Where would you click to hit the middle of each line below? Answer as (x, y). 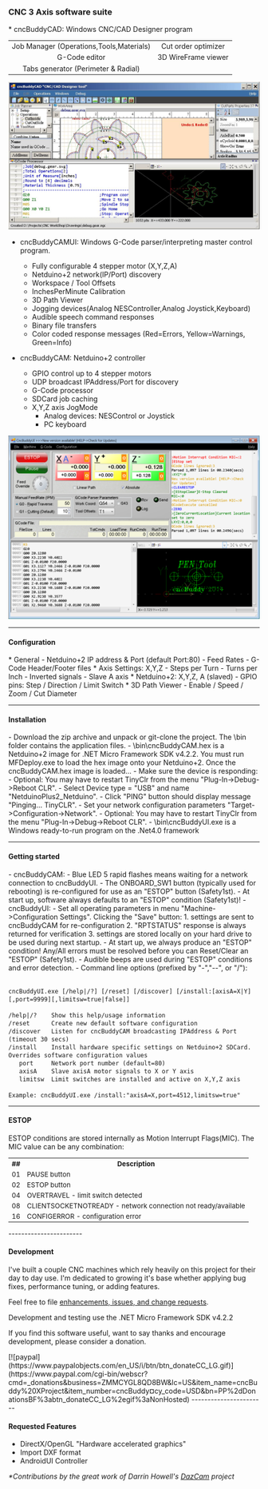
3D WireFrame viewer (193, 58)
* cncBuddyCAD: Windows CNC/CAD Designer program (100, 30)
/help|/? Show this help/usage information (87, 1015)
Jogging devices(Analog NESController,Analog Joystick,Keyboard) (141, 308)
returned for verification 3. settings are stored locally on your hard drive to (130, 934)
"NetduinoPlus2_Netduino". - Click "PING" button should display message (130, 797)
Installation (27, 719)
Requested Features (43, 1426)
